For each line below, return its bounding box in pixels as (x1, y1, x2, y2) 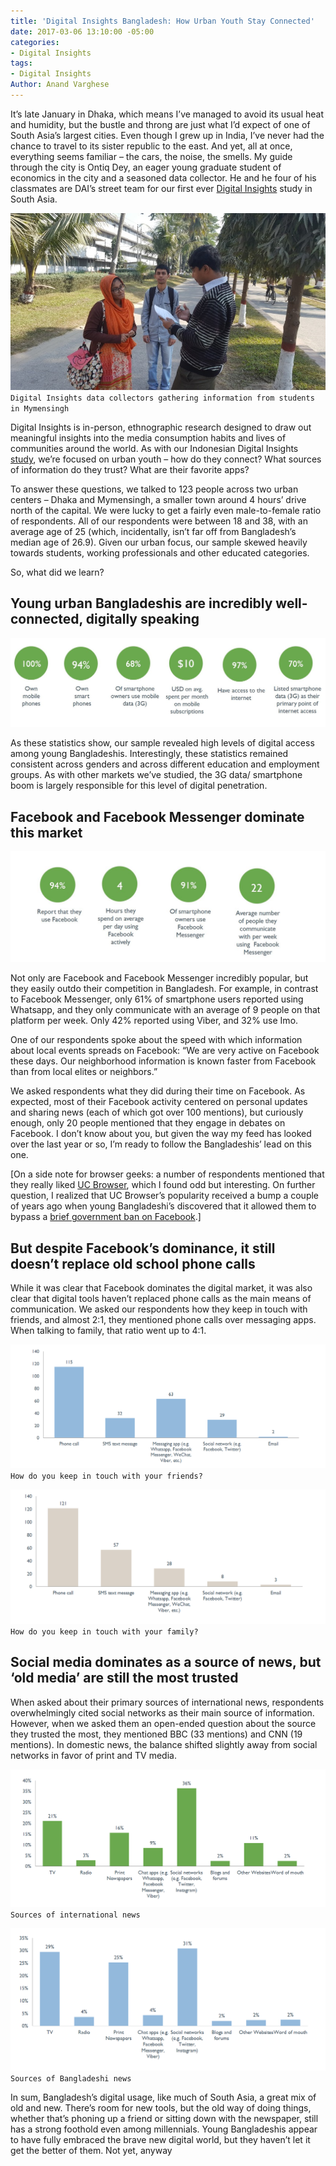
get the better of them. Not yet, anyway (10, 2144, 173, 2156)
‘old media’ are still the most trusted (10, 1670, 239, 1687)
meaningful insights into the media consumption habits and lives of (10, 432, 287, 444)
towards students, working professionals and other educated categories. (10, 547, 310, 559)
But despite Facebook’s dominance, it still (10, 1240, 276, 1257)
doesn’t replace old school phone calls (10, 1255, 256, 1272)
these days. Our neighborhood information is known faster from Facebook (10, 1055, 317, 1067)
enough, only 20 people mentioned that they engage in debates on (10, 1117, 286, 1129)
